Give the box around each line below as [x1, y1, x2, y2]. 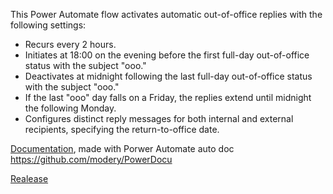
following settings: [10, 19, 87, 31]
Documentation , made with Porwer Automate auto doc [10, 143, 235, 154]
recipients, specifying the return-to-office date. [24, 124, 220, 135]
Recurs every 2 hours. [24, 39, 117, 50]
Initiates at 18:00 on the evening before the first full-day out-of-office [24, 49, 310, 61]
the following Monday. [24, 102, 117, 114]
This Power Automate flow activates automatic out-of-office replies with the [10, 9, 323, 20]
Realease [10, 173, 49, 184]
